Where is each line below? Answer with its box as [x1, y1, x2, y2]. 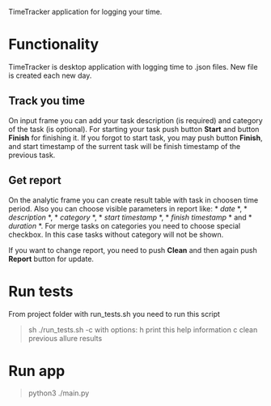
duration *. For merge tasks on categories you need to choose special [8, 220, 241, 230]
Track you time [8, 94, 86, 108]
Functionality [8, 36, 100, 53]
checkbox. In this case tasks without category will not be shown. [8, 229, 224, 239]
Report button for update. [8, 254, 95, 263]
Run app [8, 361, 66, 380]
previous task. [8, 150, 56, 160]
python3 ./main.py [28, 388, 90, 398]
